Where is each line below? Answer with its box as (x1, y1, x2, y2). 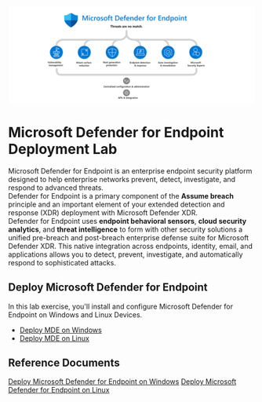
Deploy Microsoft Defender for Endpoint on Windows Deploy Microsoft (8, 377, 237, 386)
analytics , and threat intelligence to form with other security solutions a (8, 225, 243, 234)
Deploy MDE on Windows (19, 325, 102, 334)
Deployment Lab (8, 141, 118, 159)
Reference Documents (8, 356, 120, 369)
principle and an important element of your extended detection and (8, 199, 225, 209)
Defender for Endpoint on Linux (8, 386, 110, 395)
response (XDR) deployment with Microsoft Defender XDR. (8, 207, 198, 217)
